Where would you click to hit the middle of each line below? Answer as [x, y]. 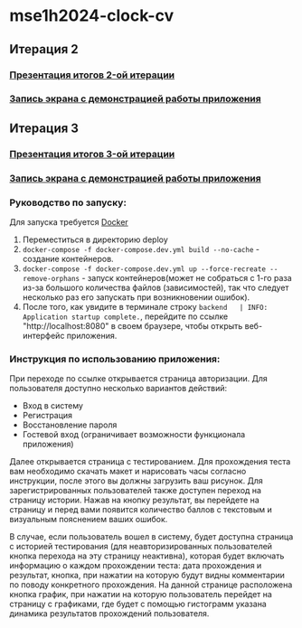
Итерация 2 [44, 49]
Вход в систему [53, 406]
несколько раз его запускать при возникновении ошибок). [136, 297]
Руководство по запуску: [68, 202]
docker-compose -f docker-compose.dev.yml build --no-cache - [141, 248]
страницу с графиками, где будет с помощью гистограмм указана [138, 604]
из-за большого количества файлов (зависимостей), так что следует [156, 287]
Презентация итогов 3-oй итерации [92, 154]
